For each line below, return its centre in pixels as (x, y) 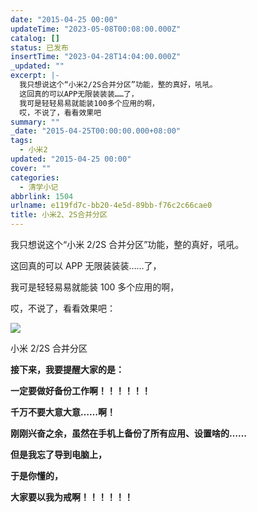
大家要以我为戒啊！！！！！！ (71, 497)
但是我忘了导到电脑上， (58, 454)
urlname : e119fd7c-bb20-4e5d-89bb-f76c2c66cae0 (111, 206)
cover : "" (31, 168)
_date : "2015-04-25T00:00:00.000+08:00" (96, 131)
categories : (35, 177)
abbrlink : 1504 (42, 196)
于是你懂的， (36, 475)
